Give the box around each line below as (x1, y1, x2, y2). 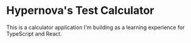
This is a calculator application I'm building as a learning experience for (6, 24, 185, 31)
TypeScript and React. (6, 30, 62, 37)
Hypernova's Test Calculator (6, 4, 155, 18)
